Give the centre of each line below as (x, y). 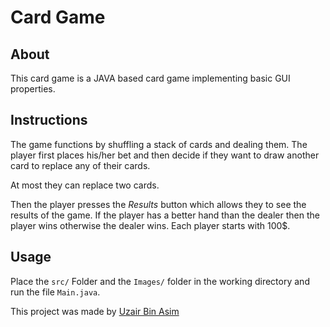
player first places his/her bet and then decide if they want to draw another (165, 155)
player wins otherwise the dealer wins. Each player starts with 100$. (150, 225)
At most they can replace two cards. (85, 185)
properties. (33, 89)
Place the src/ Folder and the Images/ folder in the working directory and (160, 281)
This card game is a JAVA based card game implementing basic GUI (150, 78)
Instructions (49, 120)
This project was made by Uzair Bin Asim (95, 311)
